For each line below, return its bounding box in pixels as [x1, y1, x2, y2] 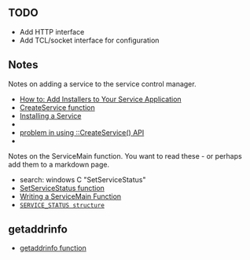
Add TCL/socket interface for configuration [19, 35, 160, 45]
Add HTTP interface [19, 27, 85, 36]
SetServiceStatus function [19, 183, 105, 192]
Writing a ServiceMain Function [19, 192, 122, 201]
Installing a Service [19, 111, 82, 120]
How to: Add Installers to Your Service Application [19, 94, 182, 104]
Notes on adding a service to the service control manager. [8, 79, 197, 89]
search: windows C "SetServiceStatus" [19, 174, 146, 184]
